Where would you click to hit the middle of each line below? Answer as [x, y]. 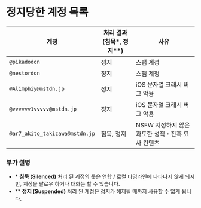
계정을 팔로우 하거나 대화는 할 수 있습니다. [72, 184]
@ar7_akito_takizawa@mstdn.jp [52, 133]
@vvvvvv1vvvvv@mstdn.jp [43, 109]
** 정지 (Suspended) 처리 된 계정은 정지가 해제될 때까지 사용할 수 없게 [98, 191]
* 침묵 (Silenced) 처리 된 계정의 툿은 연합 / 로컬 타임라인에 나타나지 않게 [99, 176]
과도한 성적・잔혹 [159, 134]
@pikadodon [25, 62]
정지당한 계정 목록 [47, 12]
